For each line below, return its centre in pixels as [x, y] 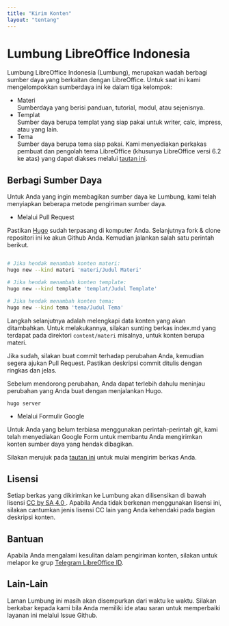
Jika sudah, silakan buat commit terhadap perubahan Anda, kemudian [105, 355]
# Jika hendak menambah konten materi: [64, 264]
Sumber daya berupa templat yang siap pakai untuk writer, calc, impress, [120, 122]
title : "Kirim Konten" [39, 13]
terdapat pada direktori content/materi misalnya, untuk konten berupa [106, 335]
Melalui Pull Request [45, 217]
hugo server [24, 403]
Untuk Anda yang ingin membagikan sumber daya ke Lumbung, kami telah [112, 197]
